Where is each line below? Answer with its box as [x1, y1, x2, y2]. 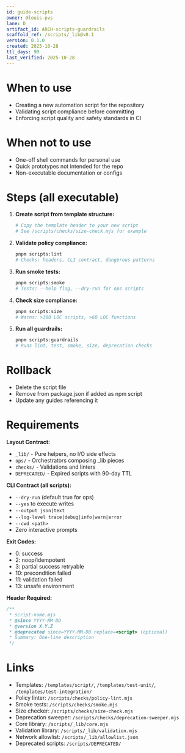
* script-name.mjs [9, 611, 56, 618]
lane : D [6, 20, 26, 26]
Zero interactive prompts [15, 526, 78, 534]
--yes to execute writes [15, 500, 74, 507]
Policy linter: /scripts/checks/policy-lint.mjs [15, 694, 133, 702]
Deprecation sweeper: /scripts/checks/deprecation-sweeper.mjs [15, 714, 180, 721]
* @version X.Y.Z [9, 623, 53, 629]
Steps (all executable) [6, 191, 119, 204]
